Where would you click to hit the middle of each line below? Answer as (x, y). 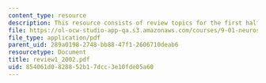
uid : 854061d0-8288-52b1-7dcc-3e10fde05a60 (81, 67)
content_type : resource (47, 15)
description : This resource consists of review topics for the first (125, 23)
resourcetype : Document (47, 52)
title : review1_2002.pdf (49, 60)
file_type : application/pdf (55, 38)
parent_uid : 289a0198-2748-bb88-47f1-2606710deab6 (93, 45)
